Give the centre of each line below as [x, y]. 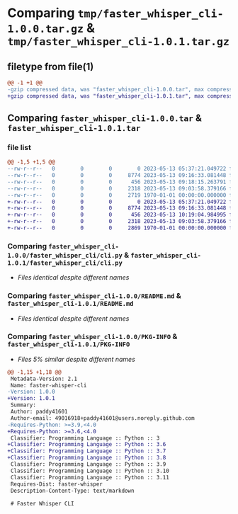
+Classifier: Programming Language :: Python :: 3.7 [87, 451]
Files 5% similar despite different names [76, 359]
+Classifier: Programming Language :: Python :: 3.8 [87, 458]
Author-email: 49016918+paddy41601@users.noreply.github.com [102, 418]
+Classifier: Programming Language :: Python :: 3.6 [87, 445]
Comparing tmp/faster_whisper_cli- [116, 13]
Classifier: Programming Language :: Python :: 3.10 [90, 471]
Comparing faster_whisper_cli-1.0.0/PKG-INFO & [92, 336]
